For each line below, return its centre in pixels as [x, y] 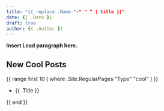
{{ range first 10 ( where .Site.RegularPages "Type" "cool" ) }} [82, 79]
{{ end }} [17, 102]
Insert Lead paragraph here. [42, 46]
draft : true [21, 23]
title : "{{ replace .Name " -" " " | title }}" [65, 12]
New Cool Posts [37, 64]
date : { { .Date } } [29, 17]
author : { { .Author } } [35, 28]
